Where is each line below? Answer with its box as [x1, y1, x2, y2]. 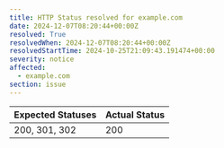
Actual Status [104, 109, 165, 121]
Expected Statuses [13, 109, 97, 121]
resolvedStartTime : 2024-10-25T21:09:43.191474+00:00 [9, 47, 216, 56]
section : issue [9, 80, 67, 89]
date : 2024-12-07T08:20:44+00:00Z [9, 22, 139, 30]
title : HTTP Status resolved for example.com [9, 13, 183, 22]
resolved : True [9, 30, 67, 39]
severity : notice [9, 55, 75, 64]
